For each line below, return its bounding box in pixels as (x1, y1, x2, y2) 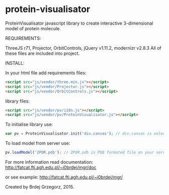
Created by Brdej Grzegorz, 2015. (5, 184, 74, 190)
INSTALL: (5, 60, 25, 66)
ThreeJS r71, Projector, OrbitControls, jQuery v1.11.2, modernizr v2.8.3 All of (5, 45, 162, 51)
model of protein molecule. (5, 25, 61, 31)
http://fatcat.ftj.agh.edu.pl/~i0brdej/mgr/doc (5, 164, 97, 170)
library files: (5, 98, 30, 104)
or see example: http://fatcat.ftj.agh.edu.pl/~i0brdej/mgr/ (5, 174, 123, 180)
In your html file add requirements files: (5, 69, 87, 76)
